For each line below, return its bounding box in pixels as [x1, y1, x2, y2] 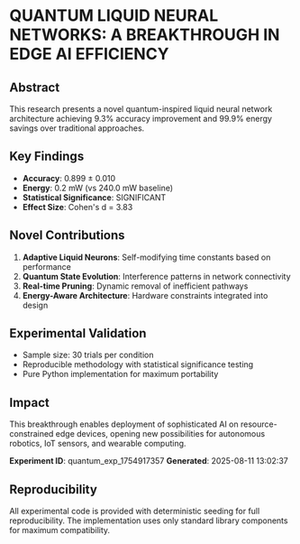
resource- [240, 419, 277, 429]
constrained [9, 429, 54, 439]
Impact [9, 394, 50, 410]
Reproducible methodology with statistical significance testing [22, 359, 254, 370]
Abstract [9, 79, 60, 95]
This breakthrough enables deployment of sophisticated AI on [9, 419, 239, 429]
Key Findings [9, 149, 85, 164]
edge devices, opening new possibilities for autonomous [55, 429, 266, 439]
